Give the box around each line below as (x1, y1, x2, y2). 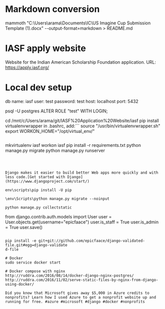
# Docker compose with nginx (5, 269, 65, 274)
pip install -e (5, 238, 37, 243)
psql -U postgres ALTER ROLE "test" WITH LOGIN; (5, 108, 108, 114)
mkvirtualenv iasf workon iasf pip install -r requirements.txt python (5, 142, 141, 148)
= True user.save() (5, 224, 43, 230)
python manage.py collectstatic (5, 205, 72, 210)
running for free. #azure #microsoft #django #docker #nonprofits (5, 299, 145, 304)
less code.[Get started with (5, 174, 65, 180)
